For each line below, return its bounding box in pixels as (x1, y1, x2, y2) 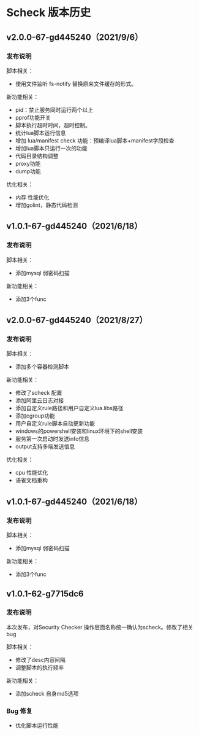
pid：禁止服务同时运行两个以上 (15, 106, 94, 114)
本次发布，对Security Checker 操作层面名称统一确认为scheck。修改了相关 (6, 623, 193, 631)
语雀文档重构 (15, 476, 48, 484)
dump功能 (15, 167, 41, 175)
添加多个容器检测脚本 (15, 363, 69, 370)
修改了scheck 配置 (15, 389, 62, 397)
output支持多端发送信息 (15, 443, 75, 450)
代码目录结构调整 (15, 152, 59, 160)
